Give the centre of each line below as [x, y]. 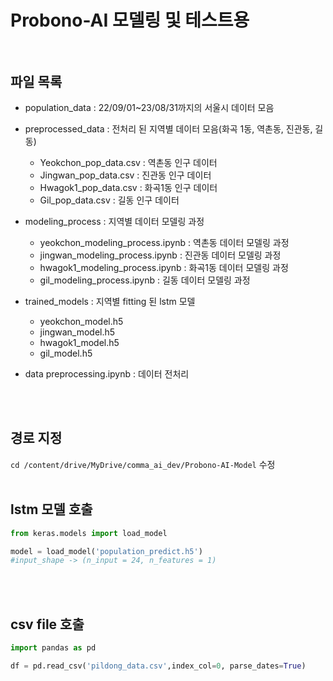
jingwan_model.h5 [77, 332]
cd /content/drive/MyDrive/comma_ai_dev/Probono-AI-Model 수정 [143, 464]
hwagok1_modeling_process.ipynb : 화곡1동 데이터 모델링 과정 [164, 267]
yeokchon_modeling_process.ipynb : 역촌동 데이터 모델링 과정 [164, 242]
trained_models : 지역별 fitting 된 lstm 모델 [110, 301]
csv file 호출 [47, 624]
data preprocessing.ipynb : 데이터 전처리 [107, 374]
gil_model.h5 [66, 353]
